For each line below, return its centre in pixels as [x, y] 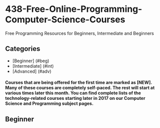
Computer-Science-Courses [65, 20]
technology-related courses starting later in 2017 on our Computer [75, 98]
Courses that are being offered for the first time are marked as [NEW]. [79, 83]
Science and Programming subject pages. [49, 104]
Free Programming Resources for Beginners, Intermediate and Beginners [80, 33]
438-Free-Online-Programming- [74, 9]
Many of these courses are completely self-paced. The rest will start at [80, 88]
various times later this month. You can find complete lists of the [73, 93]
